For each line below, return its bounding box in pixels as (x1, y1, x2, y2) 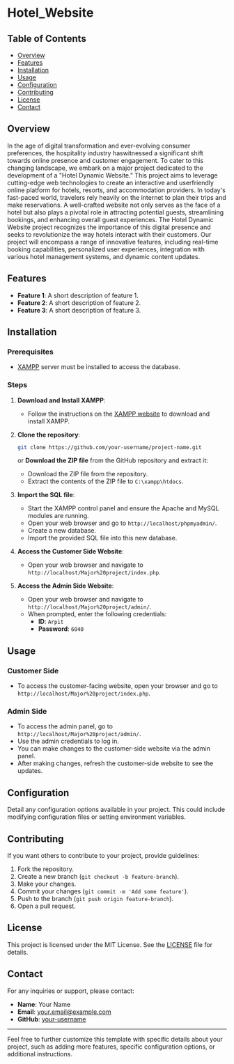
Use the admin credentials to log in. (17, 737, 120, 746)
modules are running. (27, 512, 89, 520)
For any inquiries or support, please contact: (7, 987, 134, 995)
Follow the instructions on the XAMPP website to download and (27, 409, 210, 418)
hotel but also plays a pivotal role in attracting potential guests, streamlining (7, 208, 224, 217)
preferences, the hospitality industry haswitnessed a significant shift (7, 148, 203, 157)
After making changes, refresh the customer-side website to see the (17, 759, 214, 767)
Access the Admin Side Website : (17, 581, 114, 590)
